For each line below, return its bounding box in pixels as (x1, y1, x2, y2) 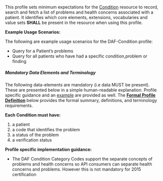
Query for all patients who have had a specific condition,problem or (12, 53, 147, 59)
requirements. (5, 102, 33, 108)
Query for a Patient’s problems (12, 48, 73, 54)
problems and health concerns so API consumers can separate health (12, 161, 152, 167)
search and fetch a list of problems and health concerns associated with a (5, 9, 154, 15)
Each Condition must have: (5, 112, 61, 118)
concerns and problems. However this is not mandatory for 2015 (12, 166, 141, 172)
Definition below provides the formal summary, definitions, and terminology (5, 97, 157, 103)
